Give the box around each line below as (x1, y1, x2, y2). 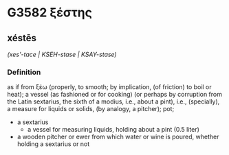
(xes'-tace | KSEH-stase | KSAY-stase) (7, 50, 117, 58)
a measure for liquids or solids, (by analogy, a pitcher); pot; (7, 105, 175, 113)
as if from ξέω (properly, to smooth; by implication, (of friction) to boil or (7, 83, 212, 91)
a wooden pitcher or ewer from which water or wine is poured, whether (17, 132, 219, 141)
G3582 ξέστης (7, 5, 93, 21)
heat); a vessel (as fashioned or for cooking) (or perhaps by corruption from (7, 91, 222, 99)
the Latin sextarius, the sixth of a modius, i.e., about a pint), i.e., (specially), (7, 97, 220, 106)
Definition (7, 67, 41, 77)
